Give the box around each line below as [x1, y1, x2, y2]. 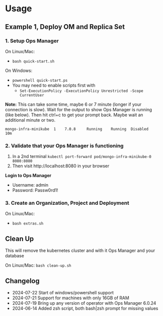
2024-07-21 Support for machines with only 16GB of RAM [12, 295, 130, 301]
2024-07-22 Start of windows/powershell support [12, 290, 114, 296]
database [5, 253, 25, 259]
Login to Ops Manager [5, 173, 52, 179]
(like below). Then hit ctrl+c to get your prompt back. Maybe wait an [5, 112, 144, 118]
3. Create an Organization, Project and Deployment [5, 200, 130, 207]
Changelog [5, 277, 40, 285]
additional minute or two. [5, 117, 56, 123]
